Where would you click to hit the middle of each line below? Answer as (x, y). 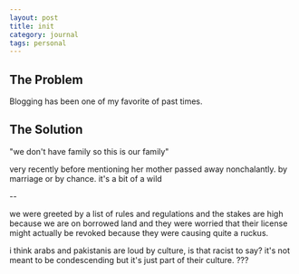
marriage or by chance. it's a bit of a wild (86, 178)
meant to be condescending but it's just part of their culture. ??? (129, 260)
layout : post (34, 18)
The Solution (46, 130)
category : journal (44, 34)
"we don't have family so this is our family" (89, 151)
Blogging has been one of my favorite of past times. (106, 101)
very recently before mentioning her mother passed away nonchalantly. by (149, 169)
